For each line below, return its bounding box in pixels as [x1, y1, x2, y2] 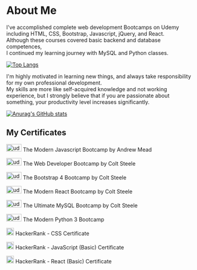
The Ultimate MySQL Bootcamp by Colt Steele [22, 202, 138, 209]
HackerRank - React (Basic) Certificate [15, 257, 112, 265]
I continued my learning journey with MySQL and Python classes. [6, 49, 169, 56]
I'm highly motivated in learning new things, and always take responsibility [6, 72, 192, 80]
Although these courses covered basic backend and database [6, 36, 161, 43]
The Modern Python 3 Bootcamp [22, 216, 105, 223]
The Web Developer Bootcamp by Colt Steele [22, 159, 136, 167]
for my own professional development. [6, 79, 102, 86]
